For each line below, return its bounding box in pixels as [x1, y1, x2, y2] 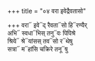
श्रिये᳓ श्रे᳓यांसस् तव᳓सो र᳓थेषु [7, 37, 73, 45]
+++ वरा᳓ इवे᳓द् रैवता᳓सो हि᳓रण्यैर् [7, 21, 87, 29]
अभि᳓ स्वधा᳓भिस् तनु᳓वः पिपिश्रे [7, 29, 76, 37]
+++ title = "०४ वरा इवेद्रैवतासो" [7, 7, 86, 15]
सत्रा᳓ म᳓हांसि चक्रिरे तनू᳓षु [7, 45, 68, 53]
